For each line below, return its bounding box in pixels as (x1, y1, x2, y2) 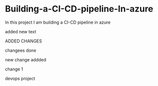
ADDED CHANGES (5, 38, 42, 44)
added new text (5, 29, 36, 34)
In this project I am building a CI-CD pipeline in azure (5, 19, 111, 25)
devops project (5, 75, 35, 81)
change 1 (5, 66, 23, 72)
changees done (5, 47, 36, 53)
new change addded (5, 57, 46, 62)
